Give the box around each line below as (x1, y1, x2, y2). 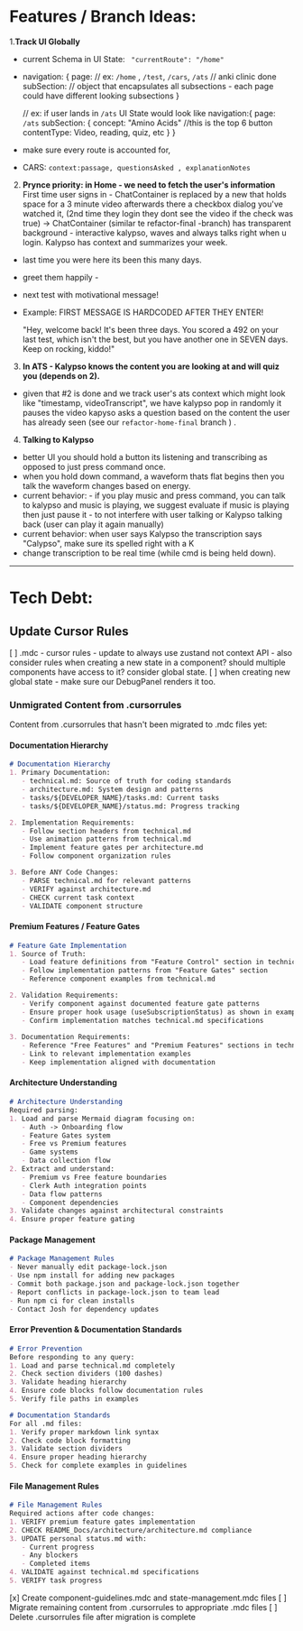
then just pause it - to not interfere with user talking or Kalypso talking (22, 509, 282, 520)
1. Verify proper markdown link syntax (9, 1427, 160, 1436)
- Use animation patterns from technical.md (21, 834, 192, 844)
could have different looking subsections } (22, 90, 180, 101)
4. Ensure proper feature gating (9, 1215, 135, 1224)
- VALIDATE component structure (21, 901, 143, 910)
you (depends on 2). (22, 370, 101, 381)
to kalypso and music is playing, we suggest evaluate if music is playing (22, 499, 290, 511)
